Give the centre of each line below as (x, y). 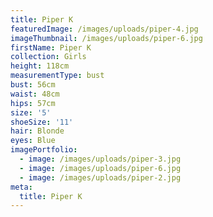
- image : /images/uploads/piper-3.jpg (100, 159)
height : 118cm (40, 66)
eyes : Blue (33, 141)
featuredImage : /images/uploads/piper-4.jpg (104, 29)
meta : (21, 187)
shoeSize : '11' (42, 122)
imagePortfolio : (44, 150)
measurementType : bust (57, 76)
